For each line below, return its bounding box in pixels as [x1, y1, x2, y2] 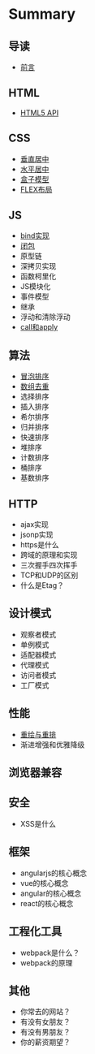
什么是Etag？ [19, 581, 65, 590]
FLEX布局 [19, 184, 53, 194]
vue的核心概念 [19, 878, 69, 888]
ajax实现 [19, 520, 49, 529]
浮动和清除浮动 [19, 312, 71, 322]
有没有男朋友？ [19, 1027, 71, 1037]
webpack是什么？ [19, 948, 80, 957]
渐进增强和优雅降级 [19, 740, 85, 749]
